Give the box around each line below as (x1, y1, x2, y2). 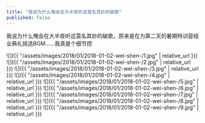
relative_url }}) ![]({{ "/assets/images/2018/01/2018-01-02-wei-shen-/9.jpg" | (6, 104, 199, 111)
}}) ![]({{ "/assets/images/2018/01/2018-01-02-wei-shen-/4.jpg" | (6, 71, 170, 79)
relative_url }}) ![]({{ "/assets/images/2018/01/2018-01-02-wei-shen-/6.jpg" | (6, 84, 199, 91)
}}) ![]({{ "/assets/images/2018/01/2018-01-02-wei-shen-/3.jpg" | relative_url (6, 65, 199, 72)
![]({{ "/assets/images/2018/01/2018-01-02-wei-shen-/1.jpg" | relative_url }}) (6, 52, 198, 59)
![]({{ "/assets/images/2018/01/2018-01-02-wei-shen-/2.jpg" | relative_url (6, 58, 191, 66)
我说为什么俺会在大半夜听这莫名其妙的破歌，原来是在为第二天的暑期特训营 (6, 32, 193, 40)
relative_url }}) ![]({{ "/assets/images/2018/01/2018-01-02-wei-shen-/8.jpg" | (6, 97, 199, 104)
